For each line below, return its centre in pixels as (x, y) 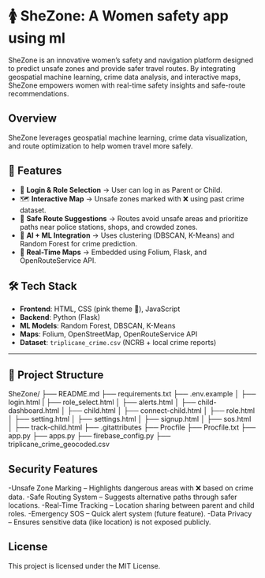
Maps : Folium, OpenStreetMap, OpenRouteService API (108, 334)
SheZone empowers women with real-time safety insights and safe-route (127, 85)
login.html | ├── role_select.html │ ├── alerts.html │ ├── (102, 402)
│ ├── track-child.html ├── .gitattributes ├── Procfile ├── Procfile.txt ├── (132, 427)
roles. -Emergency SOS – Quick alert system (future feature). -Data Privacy (130, 514)
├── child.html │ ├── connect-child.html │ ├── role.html (160, 411)
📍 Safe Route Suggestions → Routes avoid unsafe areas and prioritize (134, 218)
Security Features (53, 469)
